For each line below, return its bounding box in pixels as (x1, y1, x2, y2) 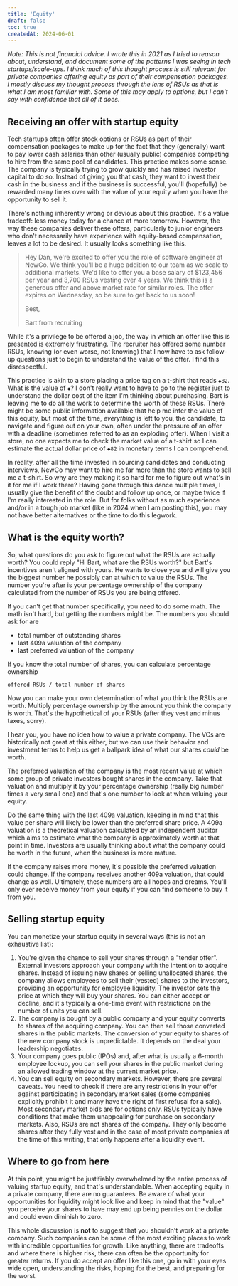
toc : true (7, 23, 37, 31)
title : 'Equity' (7, 10, 55, 18)
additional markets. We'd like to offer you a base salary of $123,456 (24, 268, 222, 277)
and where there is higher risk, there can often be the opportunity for (7, 1248, 210, 1257)
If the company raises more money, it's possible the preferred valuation (7, 862, 217, 870)
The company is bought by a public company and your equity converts (17, 1013, 225, 1022)
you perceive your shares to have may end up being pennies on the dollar (7, 1204, 223, 1213)
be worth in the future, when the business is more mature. (7, 848, 178, 857)
